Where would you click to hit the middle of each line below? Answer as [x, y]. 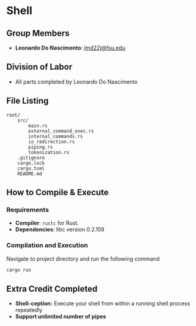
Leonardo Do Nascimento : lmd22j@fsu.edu [70, 48]
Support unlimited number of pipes [60, 317]
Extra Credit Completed [52, 288]
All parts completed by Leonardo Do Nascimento [76, 81]
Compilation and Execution [47, 245]
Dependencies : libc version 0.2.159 [60, 230]
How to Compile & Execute [57, 193]
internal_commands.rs [56, 136]
